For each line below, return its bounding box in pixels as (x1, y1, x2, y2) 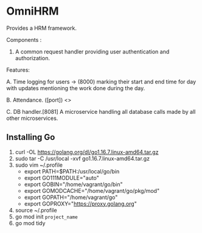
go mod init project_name (15, 213, 78, 220)
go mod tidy (15, 219, 46, 226)
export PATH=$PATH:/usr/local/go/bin (24, 167, 120, 175)
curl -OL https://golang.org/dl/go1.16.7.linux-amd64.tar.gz (15, 148, 159, 156)
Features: (6, 66, 30, 74)
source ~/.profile (15, 206, 57, 214)
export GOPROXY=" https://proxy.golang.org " (24, 200, 137, 207)
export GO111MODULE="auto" (24, 174, 99, 181)
